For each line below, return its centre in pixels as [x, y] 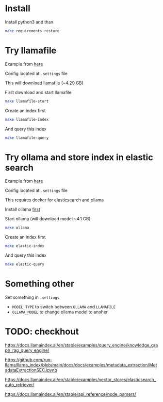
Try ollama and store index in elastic [79, 157]
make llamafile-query [27, 138]
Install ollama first [23, 210]
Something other [40, 284]
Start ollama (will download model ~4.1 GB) [48, 219]
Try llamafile [31, 50]
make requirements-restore [32, 31]
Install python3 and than [29, 22]
